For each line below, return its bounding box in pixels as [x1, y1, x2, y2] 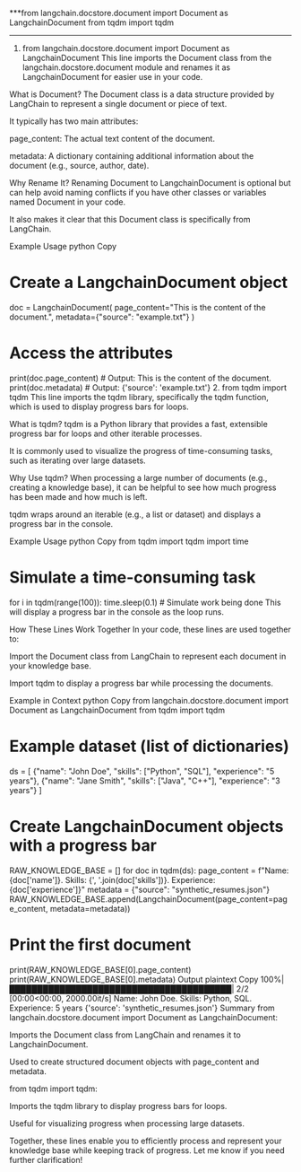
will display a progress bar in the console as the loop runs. [9, 606, 225, 617]
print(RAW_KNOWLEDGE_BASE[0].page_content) [9, 964, 192, 975]
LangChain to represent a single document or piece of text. [9, 99, 228, 109]
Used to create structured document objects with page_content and [9, 1056, 260, 1067]
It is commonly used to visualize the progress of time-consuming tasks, [9, 445, 273, 456]
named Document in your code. [9, 197, 126, 207]
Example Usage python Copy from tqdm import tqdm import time [9, 536, 249, 547]
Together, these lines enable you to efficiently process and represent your [9, 1135, 282, 1146]
